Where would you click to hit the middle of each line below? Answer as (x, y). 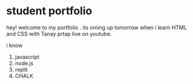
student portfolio (49, 11)
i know (14, 45)
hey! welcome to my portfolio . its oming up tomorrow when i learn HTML (97, 27)
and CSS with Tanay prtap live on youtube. (59, 33)
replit (21, 69)
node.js (24, 63)
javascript (27, 57)
